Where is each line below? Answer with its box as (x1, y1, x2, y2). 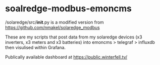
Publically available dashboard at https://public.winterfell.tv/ (5, 54, 127, 60)
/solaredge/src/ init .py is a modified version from (5, 19, 104, 25)
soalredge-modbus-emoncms (5, 3, 132, 14)
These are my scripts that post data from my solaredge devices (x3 (5, 34, 143, 40)
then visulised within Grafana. (5, 44, 66, 50)
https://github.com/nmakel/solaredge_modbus (5, 24, 100, 30)
